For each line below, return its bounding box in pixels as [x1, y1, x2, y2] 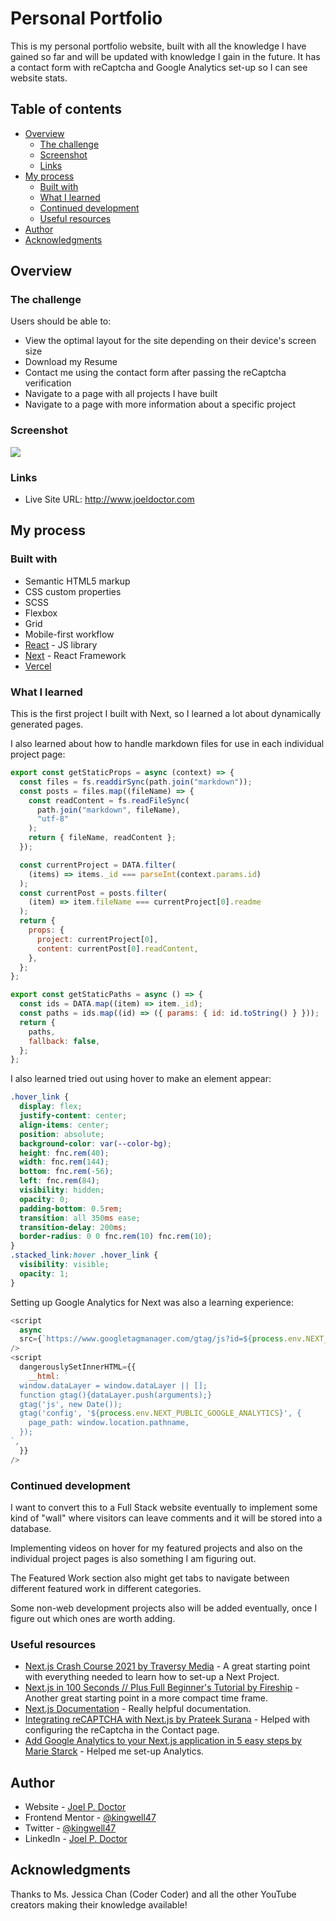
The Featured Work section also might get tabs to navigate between [10, 1572, 290, 1584]
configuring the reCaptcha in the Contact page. [24, 1724, 220, 1736]
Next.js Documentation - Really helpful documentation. [24, 1703, 252, 1715]
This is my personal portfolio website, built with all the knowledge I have [10, 40, 307, 52]
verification [24, 377, 72, 389]
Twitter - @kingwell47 [24, 1822, 117, 1834]
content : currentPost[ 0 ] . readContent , [36, 943, 199, 954]
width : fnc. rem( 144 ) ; [19, 1157, 110, 1167]
